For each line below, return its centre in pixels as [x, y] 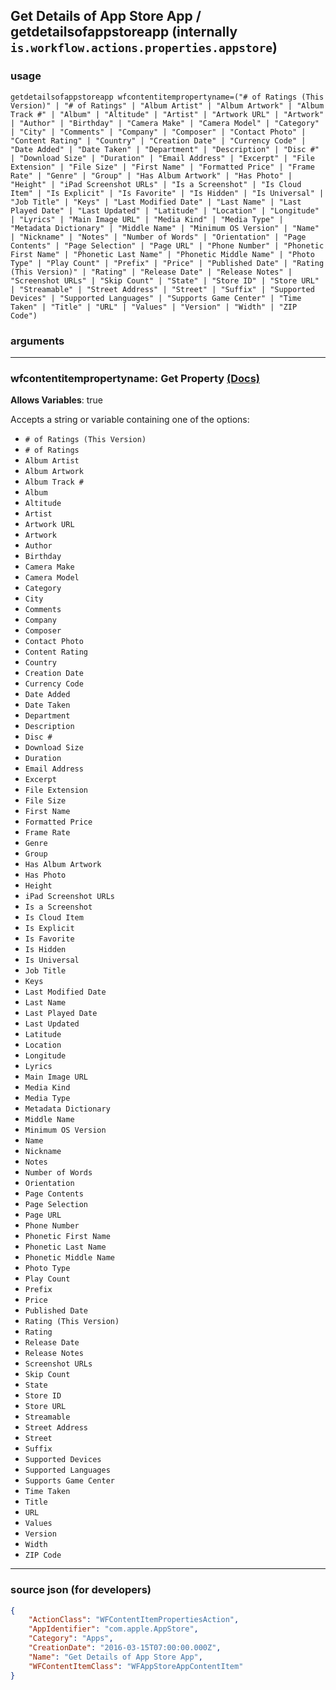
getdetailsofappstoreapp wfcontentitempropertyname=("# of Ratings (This [167, 97]
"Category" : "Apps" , [71, 1639]
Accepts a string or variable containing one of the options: [130, 420]
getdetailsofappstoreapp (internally [124, 32]
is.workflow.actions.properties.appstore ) [144, 47]
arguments [37, 341]
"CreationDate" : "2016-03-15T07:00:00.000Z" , [125, 1648]
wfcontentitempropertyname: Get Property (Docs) [135, 378]
